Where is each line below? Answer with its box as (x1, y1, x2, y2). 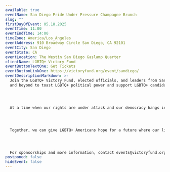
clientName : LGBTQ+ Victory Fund (5, 59, 76, 64)
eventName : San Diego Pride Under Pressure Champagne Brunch (5, 12, 137, 17)
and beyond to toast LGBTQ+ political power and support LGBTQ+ (10, 82, 148, 88)
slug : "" (5, 17, 24, 22)
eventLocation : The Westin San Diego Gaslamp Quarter (5, 54, 121, 60)
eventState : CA (5, 50, 37, 55)
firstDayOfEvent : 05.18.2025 (5, 21, 67, 27)
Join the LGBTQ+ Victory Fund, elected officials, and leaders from (10, 78, 157, 83)
